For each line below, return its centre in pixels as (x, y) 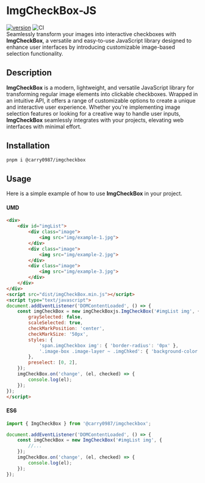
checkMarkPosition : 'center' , (67, 329)
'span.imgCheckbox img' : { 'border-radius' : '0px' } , (109, 345)
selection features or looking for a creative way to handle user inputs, (94, 113)
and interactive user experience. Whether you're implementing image (93, 107)
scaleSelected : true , (56, 323)
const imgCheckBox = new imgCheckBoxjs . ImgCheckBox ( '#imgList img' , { (109, 312)
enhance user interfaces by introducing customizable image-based (91, 47)
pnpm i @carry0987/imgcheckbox (46, 160)
